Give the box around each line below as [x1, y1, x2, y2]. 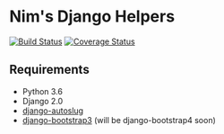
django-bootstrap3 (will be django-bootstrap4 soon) [22, 114, 217, 125]
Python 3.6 [22, 85, 63, 96]
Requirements [9, 62, 90, 77]
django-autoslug [22, 105, 83, 116]
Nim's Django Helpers [9, 6, 176, 27]
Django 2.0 [22, 95, 64, 106]
